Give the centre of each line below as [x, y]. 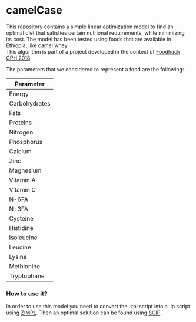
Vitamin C [23, 189]
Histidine [21, 228]
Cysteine [21, 218]
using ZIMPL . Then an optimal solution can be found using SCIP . [84, 313]
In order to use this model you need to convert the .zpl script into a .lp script [98, 307]
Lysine [18, 257]
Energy [19, 94]
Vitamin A [22, 180]
